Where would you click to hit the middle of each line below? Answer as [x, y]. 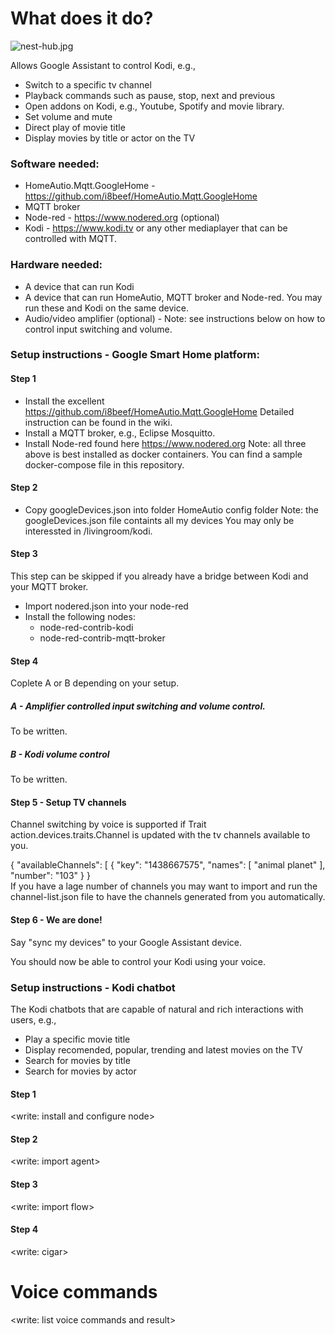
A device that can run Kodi [79, 286]
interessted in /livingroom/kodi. [88, 531]
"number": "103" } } [50, 876]
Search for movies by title [77, 1060]
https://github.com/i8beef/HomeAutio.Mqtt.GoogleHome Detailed [159, 411]
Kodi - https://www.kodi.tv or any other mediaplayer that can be [156, 228]
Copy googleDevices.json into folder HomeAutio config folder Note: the [171, 509]
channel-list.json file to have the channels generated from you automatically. [168, 897]
